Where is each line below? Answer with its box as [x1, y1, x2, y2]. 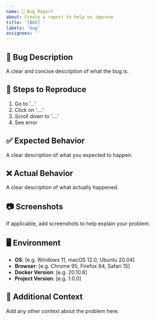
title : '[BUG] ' [6, 19, 46, 25]
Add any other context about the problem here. [6, 307, 120, 314]
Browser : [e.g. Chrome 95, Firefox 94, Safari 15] [14, 263, 130, 270]
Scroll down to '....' [14, 113, 60, 120]
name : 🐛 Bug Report [6, 8, 54, 15]
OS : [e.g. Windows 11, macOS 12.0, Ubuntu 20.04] [14, 256, 135, 263]
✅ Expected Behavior [6, 136, 85, 146]
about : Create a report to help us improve [6, 14, 114, 20]
